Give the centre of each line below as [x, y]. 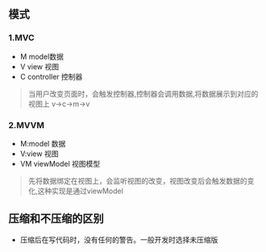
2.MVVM [26, 125]
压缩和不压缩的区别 [56, 219]
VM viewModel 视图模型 [60, 163]
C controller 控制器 [51, 76]
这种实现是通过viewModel [80, 191]
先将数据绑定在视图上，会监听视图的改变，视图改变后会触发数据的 [137, 180]
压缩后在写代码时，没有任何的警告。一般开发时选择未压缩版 [119, 239]
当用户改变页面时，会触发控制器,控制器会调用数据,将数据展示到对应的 [143, 93]
